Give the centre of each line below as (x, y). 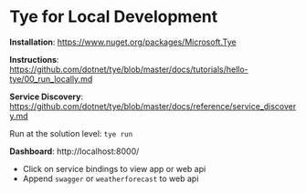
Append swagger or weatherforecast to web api (111, 178)
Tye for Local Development (114, 17)
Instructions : (34, 59)
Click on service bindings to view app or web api (114, 168)
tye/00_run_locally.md (51, 78)
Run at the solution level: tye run (71, 133)
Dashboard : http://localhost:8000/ (74, 151)
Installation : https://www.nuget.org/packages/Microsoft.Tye (123, 42)
